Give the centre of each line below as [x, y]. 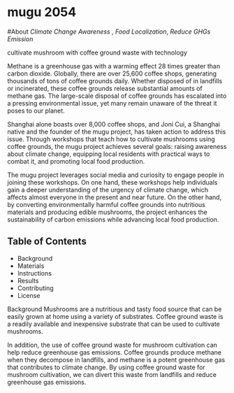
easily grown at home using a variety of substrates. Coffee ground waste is [115, 316]
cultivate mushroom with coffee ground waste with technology [97, 52]
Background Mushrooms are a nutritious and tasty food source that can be [115, 309]
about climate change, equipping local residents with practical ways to [109, 154]
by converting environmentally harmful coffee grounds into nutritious [107, 204]
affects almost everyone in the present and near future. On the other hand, [115, 197]
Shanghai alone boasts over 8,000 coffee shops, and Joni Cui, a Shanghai [114, 124]
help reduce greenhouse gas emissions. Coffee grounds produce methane [115, 352]
